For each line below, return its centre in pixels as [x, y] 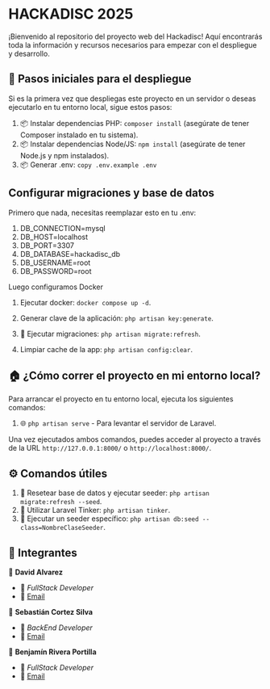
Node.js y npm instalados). [64, 155]
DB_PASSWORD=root [56, 271]
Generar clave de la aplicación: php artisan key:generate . [116, 318]
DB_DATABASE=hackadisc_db [70, 254]
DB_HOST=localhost [54, 237]
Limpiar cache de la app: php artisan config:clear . [106, 349]
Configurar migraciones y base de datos [112, 193]
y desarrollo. [29, 53]
